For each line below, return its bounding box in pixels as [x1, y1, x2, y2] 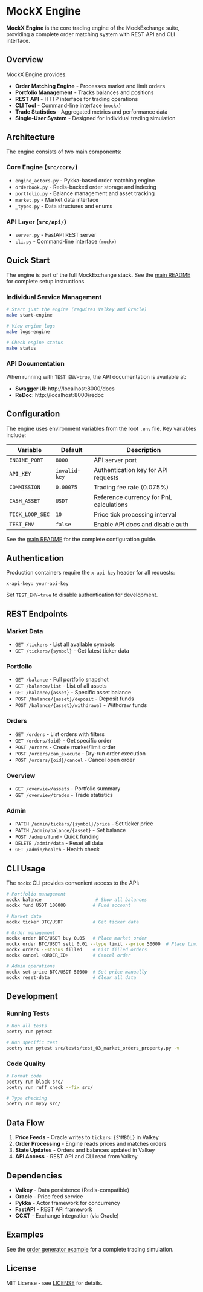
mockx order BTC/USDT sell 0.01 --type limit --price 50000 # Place [6, 941, 185, 947]
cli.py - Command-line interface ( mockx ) [14, 237, 117, 245]
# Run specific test [6, 1039, 59, 1045]
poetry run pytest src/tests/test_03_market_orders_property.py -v [6, 1045, 180, 1051]
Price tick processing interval [93, 510, 176, 518]
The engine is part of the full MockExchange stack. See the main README [6, 271, 191, 279]
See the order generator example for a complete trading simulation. [6, 1245, 174, 1253]
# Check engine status [6, 340, 63, 346]
